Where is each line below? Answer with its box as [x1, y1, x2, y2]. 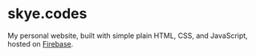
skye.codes [7, 5, 87, 23]
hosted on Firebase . [7, 39, 74, 48]
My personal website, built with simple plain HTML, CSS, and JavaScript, [7, 31, 248, 40]
